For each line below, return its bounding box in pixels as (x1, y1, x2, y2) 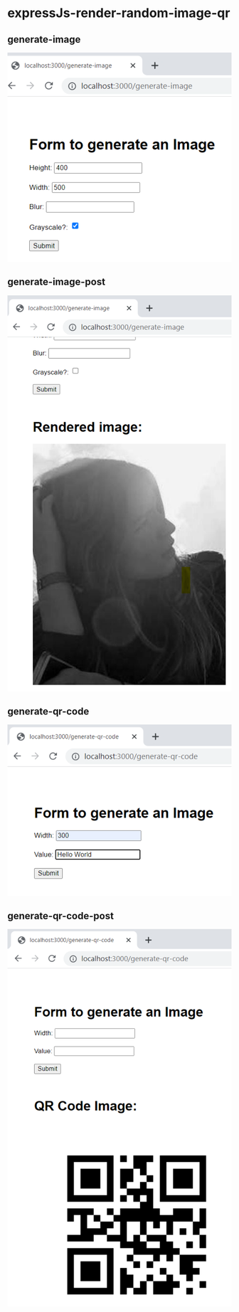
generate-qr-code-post (7, 910, 114, 922)
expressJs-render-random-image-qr (7, 5, 230, 21)
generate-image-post (7, 276, 105, 288)
